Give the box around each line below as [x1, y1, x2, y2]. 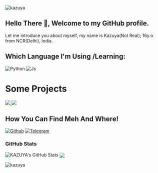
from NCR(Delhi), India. [5, 37, 53, 43]
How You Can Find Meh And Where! [5, 114, 119, 123]
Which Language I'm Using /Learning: [5, 52, 126, 61]
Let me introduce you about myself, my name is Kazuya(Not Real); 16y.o [5, 32, 153, 38]
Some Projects [5, 83, 67, 94]
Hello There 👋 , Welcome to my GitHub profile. [5, 19, 149, 27]
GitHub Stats [5, 140, 37, 147]
